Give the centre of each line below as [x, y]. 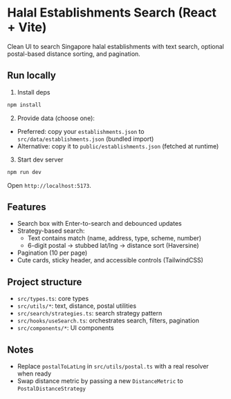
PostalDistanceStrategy [52, 389]
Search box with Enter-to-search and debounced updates [99, 224]
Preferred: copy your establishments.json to [81, 131]
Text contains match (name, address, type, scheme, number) [114, 238]
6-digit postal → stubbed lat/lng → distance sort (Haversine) [113, 246]
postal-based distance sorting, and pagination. [74, 54]
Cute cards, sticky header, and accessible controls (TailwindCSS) [110, 260]
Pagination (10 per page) [52, 253]
